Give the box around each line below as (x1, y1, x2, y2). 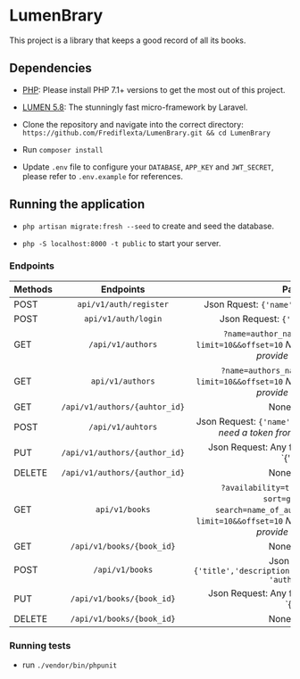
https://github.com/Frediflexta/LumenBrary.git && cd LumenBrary (21, 128, 271, 137)
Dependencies (9, 61, 92, 76)
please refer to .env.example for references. (21, 170, 183, 181)
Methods (13, 283, 54, 295)
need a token (218, 426, 274, 438)
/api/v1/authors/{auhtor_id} (61, 402, 186, 411)
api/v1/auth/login (84, 313, 162, 324)
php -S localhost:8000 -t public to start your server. (21, 237, 221, 248)
